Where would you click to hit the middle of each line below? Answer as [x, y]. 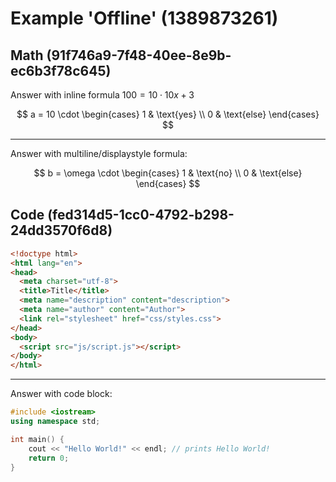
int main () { [37, 439]
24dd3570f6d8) [61, 230]
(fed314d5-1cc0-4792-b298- [141, 215]
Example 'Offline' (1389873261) [144, 18]
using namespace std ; [55, 422]
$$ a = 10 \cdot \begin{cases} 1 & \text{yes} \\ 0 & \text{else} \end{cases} [168, 114]
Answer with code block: [61, 394]
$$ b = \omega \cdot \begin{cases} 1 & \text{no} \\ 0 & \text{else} [168, 173]
